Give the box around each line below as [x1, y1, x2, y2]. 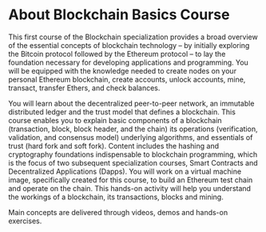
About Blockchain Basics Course [8, 6, 230, 24]
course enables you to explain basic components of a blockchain [8, 115, 222, 125]
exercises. [8, 216, 42, 226]
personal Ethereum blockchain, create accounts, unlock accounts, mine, [8, 74, 246, 84]
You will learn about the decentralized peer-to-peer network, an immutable [8, 98, 255, 108]
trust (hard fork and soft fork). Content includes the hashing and [8, 141, 220, 150]
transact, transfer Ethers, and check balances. [8, 82, 161, 93]
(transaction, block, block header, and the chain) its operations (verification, [8, 124, 258, 134]
